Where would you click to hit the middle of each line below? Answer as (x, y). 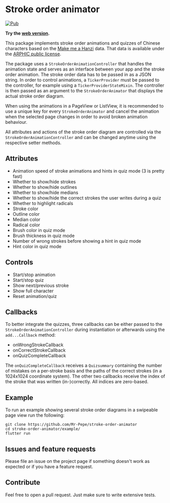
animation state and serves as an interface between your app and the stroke (85, 69)
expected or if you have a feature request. (49, 466)
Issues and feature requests (50, 449)
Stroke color (25, 209)
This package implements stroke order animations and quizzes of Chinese (83, 43)
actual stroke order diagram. (35, 96)
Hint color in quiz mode (37, 246)
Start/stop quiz (28, 280)
